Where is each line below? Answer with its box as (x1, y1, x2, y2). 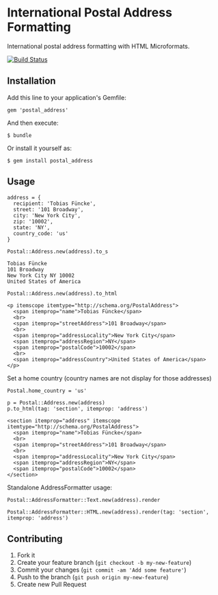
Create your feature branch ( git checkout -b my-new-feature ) (16, 559, 192, 567)
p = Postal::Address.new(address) (7, 399, 106, 406)
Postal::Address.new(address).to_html (7, 290, 118, 297)
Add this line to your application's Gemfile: (7, 93, 126, 101)
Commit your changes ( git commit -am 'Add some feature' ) (16, 566, 187, 574)
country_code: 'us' (13, 230, 69, 237)
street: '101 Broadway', (13, 206, 84, 213)
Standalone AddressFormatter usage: (7, 483, 113, 491)
